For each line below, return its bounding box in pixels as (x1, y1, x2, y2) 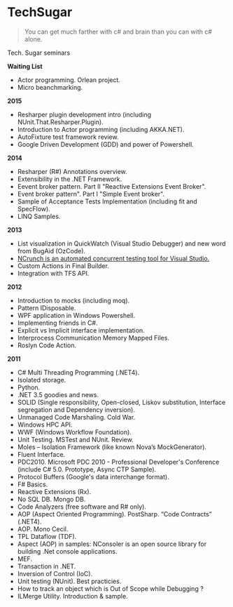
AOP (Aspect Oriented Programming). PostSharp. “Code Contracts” (17, 509, 212, 518)
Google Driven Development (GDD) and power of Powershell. (17, 140, 194, 148)
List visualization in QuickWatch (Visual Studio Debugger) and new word (17, 239, 226, 248)
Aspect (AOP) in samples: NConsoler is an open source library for (17, 540, 207, 548)
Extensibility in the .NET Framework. (17, 175, 122, 183)
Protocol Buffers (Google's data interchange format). (17, 472, 169, 481)
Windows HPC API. (17, 420, 73, 429)
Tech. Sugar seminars (7, 48, 71, 57)
